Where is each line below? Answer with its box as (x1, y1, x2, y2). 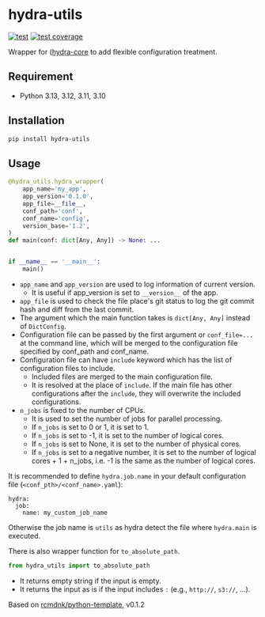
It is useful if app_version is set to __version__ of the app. (31, 287, 219, 297)
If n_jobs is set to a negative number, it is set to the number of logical (31, 447, 257, 456)
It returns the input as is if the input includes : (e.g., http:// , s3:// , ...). (19, 584, 251, 594)
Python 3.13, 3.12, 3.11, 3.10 (19, 91, 106, 100)
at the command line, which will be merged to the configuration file (19, 338, 238, 347)
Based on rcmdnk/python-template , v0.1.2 (8, 600, 145, 609)
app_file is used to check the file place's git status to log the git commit (19, 296, 255, 305)
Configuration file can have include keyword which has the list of (19, 354, 233, 365)
